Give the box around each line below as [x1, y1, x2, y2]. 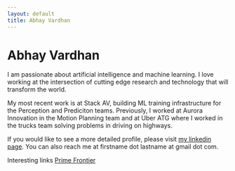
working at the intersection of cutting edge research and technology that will [7, 78, 229, 87]
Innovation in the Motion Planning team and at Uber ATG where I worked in [7, 114, 223, 122]
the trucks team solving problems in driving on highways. [7, 121, 173, 130]
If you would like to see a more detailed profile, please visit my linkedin [7, 135, 212, 144]
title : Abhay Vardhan [7, 17, 71, 24]
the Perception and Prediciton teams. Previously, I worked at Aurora [7, 106, 203, 115]
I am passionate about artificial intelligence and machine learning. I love [7, 70, 214, 79]
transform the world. [7, 85, 67, 94]
